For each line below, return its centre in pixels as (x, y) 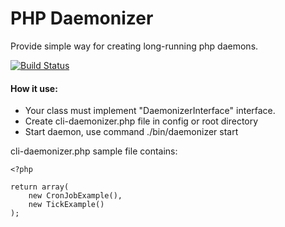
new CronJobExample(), (75, 196)
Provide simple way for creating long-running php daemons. (134, 46)
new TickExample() (66, 205)
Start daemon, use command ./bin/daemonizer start (131, 132)
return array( (40, 187)
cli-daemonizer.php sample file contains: (94, 151)
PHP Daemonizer (82, 18)
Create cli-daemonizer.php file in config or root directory (141, 121)
